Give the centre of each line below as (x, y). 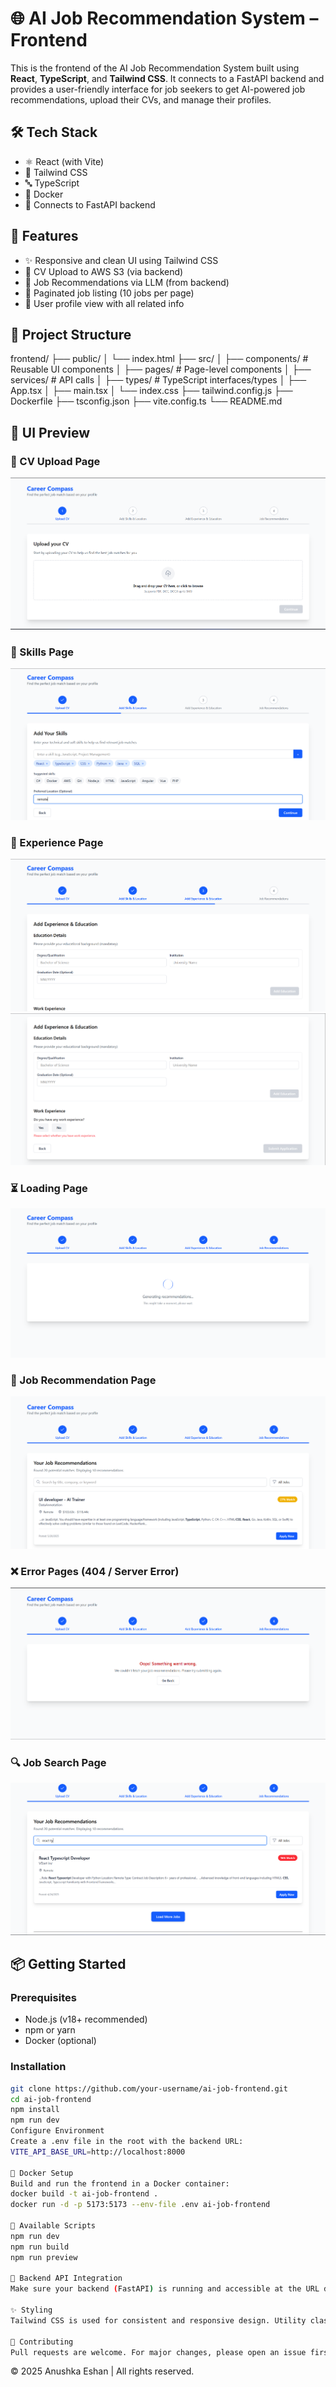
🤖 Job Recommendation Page (83, 1380)
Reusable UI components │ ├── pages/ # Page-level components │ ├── (161, 369)
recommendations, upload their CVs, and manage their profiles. (141, 99)
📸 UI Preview (50, 432)
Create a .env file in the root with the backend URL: (127, 2142)
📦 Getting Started (68, 1964)
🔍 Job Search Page (58, 1762)
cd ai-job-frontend (51, 2099)
